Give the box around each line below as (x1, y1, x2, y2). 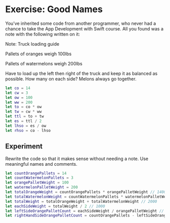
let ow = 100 (5, 95, 33, 100)
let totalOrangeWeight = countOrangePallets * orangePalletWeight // (5, 190, 155, 195)
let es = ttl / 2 (5, 119, 42, 124)
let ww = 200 (5, 100, 33, 105)
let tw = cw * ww (5, 109, 42, 115)
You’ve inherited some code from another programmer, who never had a (5, 20, 156, 26)
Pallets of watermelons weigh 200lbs (5, 60, 82, 66)
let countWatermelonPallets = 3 (5, 175, 73, 180)
